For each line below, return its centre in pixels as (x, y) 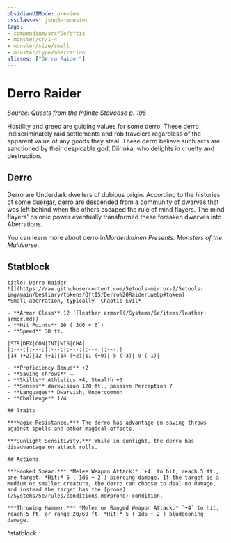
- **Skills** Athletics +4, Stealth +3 (65, 380)
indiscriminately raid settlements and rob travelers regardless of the (104, 134)
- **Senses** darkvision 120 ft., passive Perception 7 (90, 386)
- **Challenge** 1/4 (37, 399)
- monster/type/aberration (46, 53)
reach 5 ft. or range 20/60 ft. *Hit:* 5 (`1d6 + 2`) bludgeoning (105, 514)
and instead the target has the (54, 490)
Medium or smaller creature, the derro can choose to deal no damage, (112, 484)
